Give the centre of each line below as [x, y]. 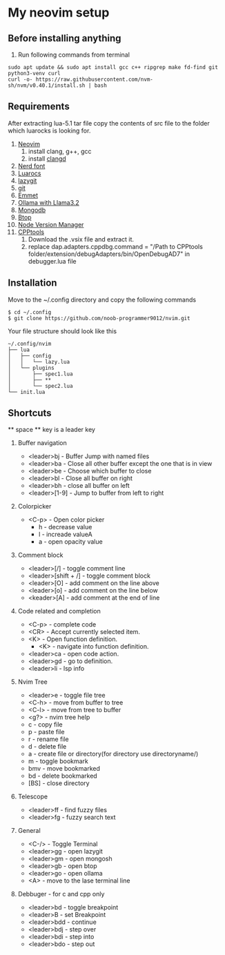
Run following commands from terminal [74, 55]
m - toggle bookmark [58, 761]
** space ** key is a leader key [52, 430]
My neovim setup [59, 13]
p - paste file [46, 732]
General [29, 831]
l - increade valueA [65, 534]
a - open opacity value [70, 542]
